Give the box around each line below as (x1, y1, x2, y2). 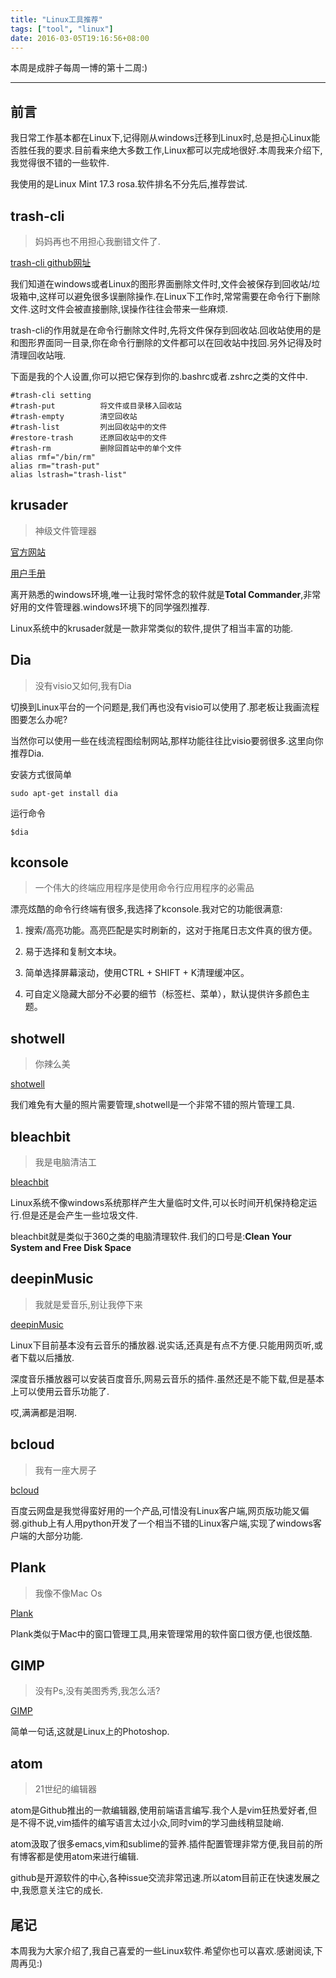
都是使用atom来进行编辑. (36, 1851, 139, 1863)
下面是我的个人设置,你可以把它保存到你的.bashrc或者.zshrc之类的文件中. (10, 371, 308, 382)
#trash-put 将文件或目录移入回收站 (10, 401, 182, 411)
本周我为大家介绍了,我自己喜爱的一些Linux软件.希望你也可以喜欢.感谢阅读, (10, 1944, 315, 1956)
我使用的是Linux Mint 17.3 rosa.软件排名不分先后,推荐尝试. (10, 178, 248, 190)
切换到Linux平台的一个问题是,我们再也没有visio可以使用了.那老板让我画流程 (10, 701, 320, 713)
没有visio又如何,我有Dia (34, 679, 132, 691)
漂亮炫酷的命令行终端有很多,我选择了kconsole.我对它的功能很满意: (10, 903, 283, 915)
